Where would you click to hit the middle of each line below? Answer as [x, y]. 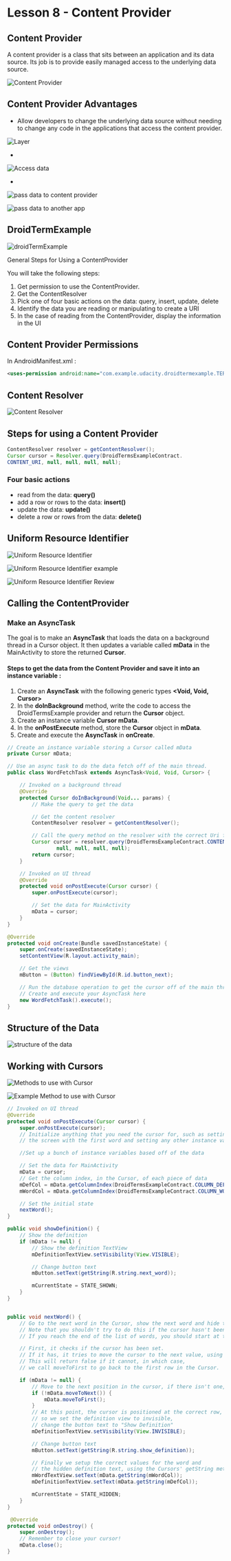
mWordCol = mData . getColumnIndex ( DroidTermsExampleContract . [109, 1191]
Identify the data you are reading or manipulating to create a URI [108, 308]
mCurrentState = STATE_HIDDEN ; [77, 1495]
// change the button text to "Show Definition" [103, 1425]
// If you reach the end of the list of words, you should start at [120, 1336]
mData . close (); [41, 1545]
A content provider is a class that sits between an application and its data [111, 54]
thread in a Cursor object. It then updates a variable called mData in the [109, 645]
